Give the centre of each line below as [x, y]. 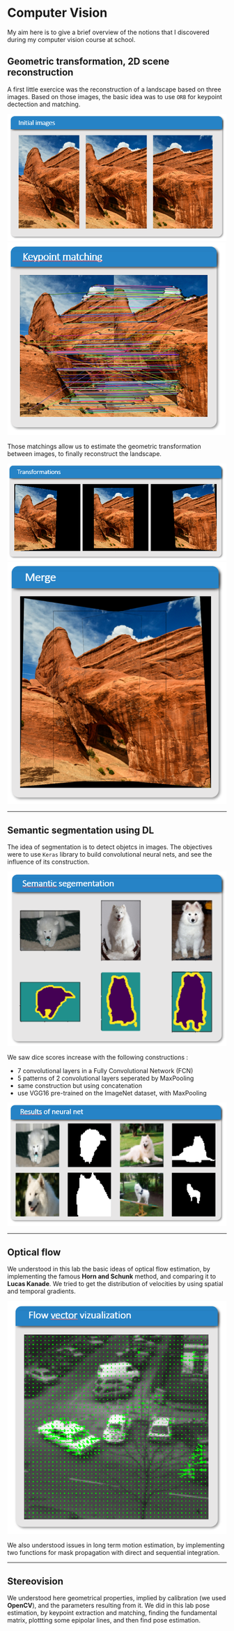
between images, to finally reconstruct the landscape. [85, 453]
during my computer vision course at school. [71, 39]
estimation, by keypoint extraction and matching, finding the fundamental [112, 1613]
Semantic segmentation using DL [81, 830]
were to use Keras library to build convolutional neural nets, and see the [110, 855]
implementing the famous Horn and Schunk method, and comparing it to [112, 1276]
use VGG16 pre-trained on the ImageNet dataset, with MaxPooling [112, 1093]
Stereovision [36, 1581]
